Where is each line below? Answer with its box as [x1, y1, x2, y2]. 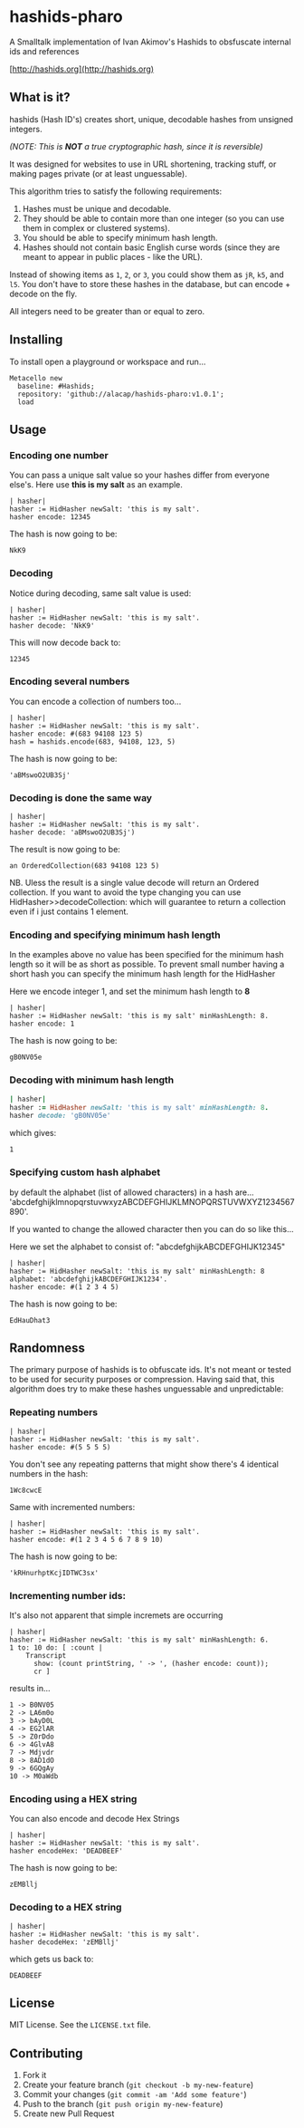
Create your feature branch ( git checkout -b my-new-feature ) [22, 2079, 254, 2090]
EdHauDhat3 [9, 1315, 51, 1324]
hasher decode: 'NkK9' [9, 621, 95, 631]
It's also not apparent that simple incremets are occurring [9, 1610, 223, 1621]
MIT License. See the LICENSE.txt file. [9, 2019, 151, 2030]
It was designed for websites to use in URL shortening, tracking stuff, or [9, 159, 277, 169]
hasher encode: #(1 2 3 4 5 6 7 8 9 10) [9, 1535, 165, 1544]
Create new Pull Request [22, 2108, 115, 2119]
